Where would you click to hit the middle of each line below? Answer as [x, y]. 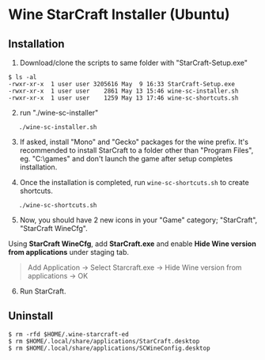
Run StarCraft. [43, 291]
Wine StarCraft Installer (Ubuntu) [119, 15]
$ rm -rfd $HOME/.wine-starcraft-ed [68, 334]
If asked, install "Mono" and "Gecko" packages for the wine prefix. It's [134, 142]
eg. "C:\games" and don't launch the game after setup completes [126, 159]
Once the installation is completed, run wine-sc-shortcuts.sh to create [134, 182]
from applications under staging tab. [68, 252]
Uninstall [31, 316]
